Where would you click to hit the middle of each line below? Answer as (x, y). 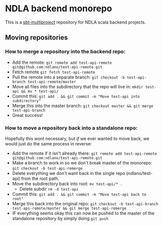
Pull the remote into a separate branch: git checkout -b (68, 77)
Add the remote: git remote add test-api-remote (62, 62)
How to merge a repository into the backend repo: (65, 52)
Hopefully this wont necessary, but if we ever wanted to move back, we (77, 139)
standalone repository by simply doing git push (60, 218)
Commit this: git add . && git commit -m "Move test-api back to (79, 194)
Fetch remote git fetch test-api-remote (54, 72)
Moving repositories (36, 38)
